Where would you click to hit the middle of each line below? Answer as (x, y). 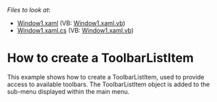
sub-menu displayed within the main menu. (68, 91)
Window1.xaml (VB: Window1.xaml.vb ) (71, 23)
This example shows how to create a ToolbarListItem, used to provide (106, 77)
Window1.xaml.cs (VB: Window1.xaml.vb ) (75, 30)
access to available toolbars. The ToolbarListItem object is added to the (108, 84)
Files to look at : (29, 10)
